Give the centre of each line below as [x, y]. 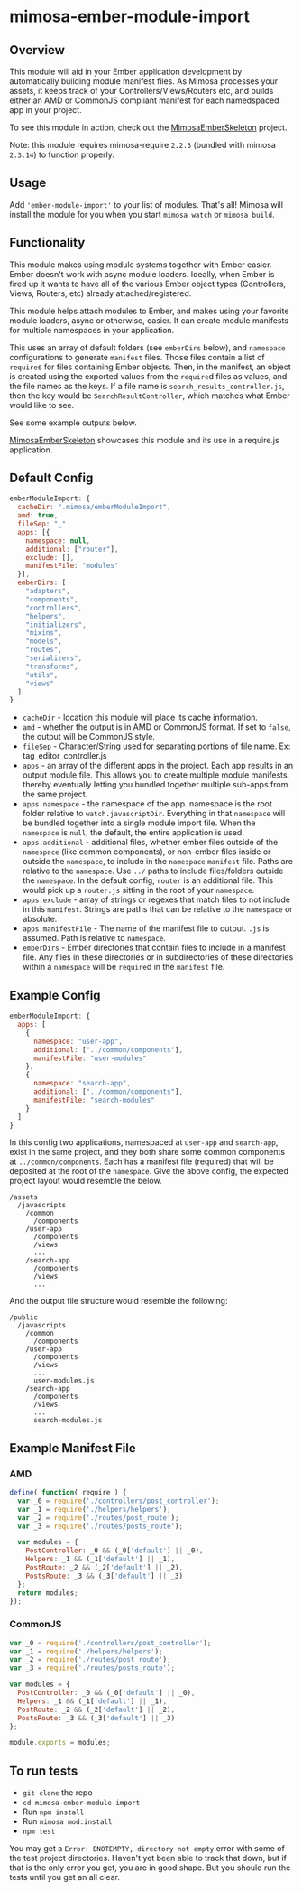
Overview [37, 50]
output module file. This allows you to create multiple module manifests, [156, 775]
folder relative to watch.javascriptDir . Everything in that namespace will [154, 814]
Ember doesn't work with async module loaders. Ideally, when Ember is [142, 274]
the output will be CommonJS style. [89, 737]
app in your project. [46, 110]
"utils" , [42, 675]
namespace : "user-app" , [78, 1041]
